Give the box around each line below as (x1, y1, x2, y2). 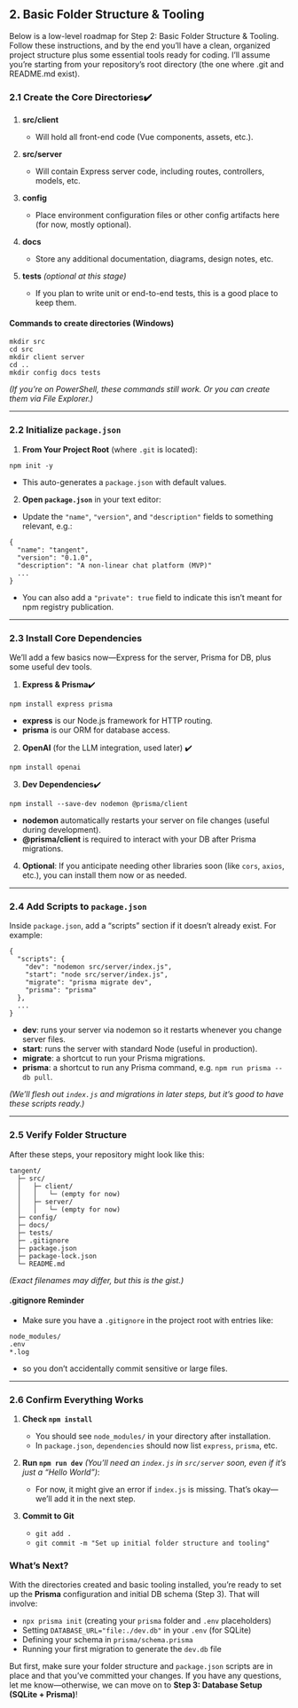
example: (9, 930, 43, 941)
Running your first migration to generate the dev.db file (21, 1644, 222, 1655)
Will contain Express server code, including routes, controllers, (35, 166, 264, 176)
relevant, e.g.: (21, 521, 73, 531)
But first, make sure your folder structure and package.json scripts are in (9, 1661, 273, 1672)
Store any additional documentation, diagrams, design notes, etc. (35, 254, 274, 264)
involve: (9, 1598, 38, 1609)
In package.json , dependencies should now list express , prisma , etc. (35, 1440, 278, 1451)
